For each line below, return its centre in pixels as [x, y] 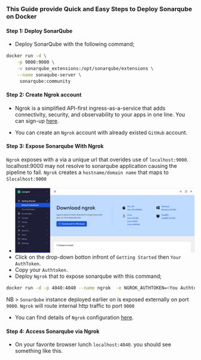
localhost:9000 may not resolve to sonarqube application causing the [92, 166]
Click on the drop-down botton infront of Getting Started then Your [98, 257]
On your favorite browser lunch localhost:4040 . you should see [93, 344]
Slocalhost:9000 [26, 179]
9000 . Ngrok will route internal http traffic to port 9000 [70, 306]
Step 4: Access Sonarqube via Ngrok [53, 331]
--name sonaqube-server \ [49, 75]
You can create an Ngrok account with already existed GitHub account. [101, 132]
